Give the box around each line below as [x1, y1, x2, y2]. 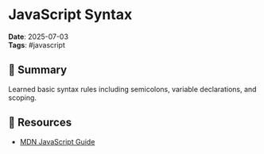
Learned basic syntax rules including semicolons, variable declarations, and [8, 84, 257, 94]
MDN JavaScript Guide [19, 137, 95, 146]
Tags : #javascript [8, 40, 66, 49]
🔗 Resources [8, 116, 72, 129]
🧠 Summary [8, 64, 68, 77]
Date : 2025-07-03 [8, 32, 69, 41]
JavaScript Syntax [8, 6, 133, 24]
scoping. [8, 93, 37, 102]
